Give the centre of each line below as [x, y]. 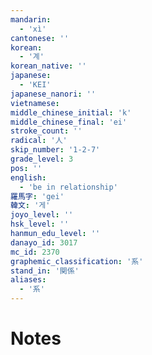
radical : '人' [39, 141]
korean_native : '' [48, 66]
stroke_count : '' [46, 131]
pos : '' [26, 168]
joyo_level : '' [42, 215]
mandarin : [31, 19]
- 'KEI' [35, 85]
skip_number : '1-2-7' [55, 150]
